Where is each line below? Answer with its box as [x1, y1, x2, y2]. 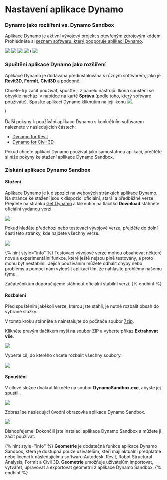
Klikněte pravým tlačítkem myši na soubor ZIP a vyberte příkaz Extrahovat [5, 328, 158, 334]
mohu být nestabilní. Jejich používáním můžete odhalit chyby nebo [5, 260, 143, 266]
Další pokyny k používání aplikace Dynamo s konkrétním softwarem [5, 118, 144, 124]
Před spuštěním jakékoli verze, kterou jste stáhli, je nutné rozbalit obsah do [5, 303, 159, 309]
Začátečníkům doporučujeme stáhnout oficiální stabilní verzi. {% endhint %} [5, 280, 162, 287]
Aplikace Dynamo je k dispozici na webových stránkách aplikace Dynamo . [5, 190, 158, 196]
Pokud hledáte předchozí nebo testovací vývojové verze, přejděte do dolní [5, 225, 158, 231]
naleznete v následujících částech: [5, 124, 76, 130]
